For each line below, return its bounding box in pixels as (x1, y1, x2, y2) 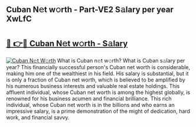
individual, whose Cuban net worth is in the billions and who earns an (6, 102, 175, 108)
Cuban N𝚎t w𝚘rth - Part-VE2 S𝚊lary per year (6, 5, 174, 15)
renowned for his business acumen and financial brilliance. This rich (6, 95, 172, 102)
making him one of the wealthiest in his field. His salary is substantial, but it (6, 70, 189, 77)
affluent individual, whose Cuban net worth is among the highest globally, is (6, 89, 191, 96)
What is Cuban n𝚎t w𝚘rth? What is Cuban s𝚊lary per (57, 57, 185, 64)
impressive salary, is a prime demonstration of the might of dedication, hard (6, 108, 191, 115)
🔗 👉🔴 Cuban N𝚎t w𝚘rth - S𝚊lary (6, 38, 128, 48)
